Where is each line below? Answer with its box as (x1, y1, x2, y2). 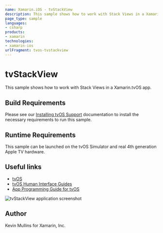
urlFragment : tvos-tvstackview (5, 48, 68, 52)
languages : (5, 20, 27, 26)
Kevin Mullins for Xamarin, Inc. (5, 222, 66, 228)
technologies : (5, 39, 34, 44)
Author (5, 210, 27, 218)
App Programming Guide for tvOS (12, 186, 80, 192)
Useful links (5, 163, 42, 171)
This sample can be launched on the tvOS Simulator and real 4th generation (5, 144, 157, 150)
